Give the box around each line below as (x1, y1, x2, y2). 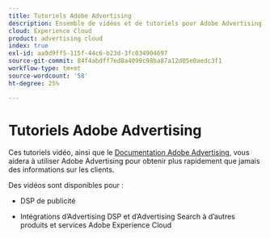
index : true (8, 42, 49, 50)
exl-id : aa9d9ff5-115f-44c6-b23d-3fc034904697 (8, 49, 168, 57)
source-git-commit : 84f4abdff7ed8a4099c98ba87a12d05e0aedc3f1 (8, 57, 222, 65)
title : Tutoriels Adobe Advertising (8, 11, 132, 20)
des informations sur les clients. (8, 165, 115, 174)
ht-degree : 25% (8, 79, 60, 87)
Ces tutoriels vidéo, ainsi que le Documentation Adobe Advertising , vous (8, 148, 250, 157)
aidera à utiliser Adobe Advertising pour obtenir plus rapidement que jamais (8, 157, 260, 166)
